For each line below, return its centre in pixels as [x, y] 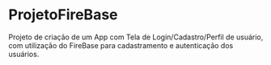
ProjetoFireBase [64, 15]
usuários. [24, 54]
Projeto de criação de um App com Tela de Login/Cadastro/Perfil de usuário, [136, 37]
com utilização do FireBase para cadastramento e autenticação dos [121, 45]
